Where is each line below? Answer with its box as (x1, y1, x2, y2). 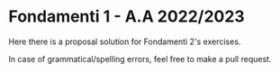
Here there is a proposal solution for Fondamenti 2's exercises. (8, 36, 241, 47)
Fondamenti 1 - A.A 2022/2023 (8, 6, 245, 27)
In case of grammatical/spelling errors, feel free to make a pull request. (8, 53, 272, 64)
